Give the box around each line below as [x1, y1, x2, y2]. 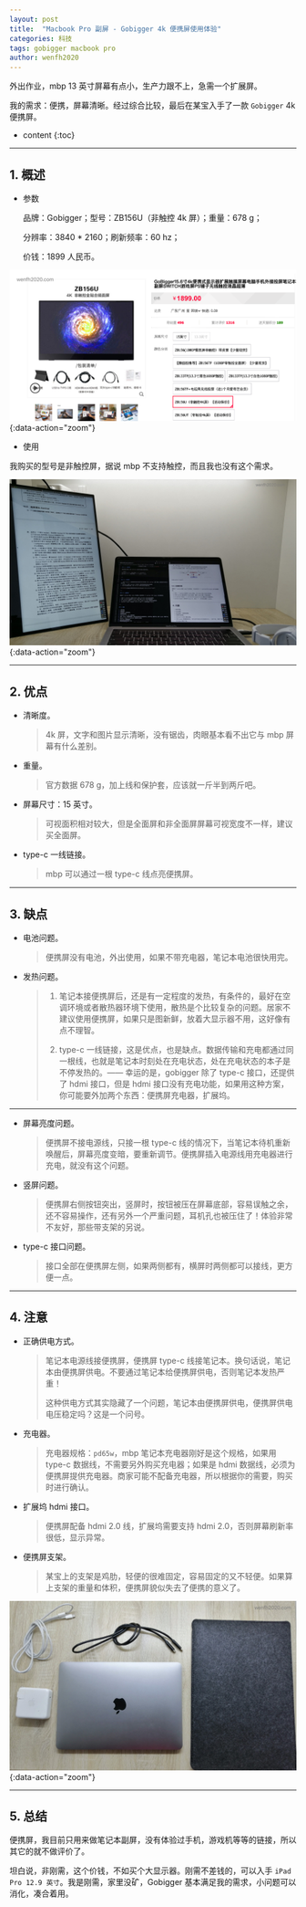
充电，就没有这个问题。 [45, 1159, 134, 1170]
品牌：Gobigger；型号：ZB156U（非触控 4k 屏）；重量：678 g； [22, 212, 262, 223]
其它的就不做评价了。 [9, 1846, 89, 1857]
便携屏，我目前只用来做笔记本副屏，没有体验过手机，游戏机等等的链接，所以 [9, 1835, 297, 1846]
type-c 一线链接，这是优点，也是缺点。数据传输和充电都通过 [58, 1043, 287, 1054]
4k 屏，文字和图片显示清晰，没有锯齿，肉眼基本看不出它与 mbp [45, 729, 284, 740]
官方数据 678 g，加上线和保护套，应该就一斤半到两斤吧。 [45, 780, 261, 791]
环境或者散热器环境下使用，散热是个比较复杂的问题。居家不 [66, 1001, 291, 1012]
